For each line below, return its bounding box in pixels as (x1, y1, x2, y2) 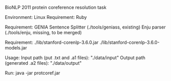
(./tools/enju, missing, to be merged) (5, 30, 82, 35)
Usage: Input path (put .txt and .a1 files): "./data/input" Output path (5, 55, 146, 61)
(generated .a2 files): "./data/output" (5, 60, 82, 66)
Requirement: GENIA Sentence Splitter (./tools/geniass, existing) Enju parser (5, 24, 166, 30)
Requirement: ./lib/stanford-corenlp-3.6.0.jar (5, 39, 99, 45)
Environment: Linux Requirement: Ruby (5, 14, 87, 20)
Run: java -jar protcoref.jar (5, 70, 61, 76)
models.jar (5, 45, 27, 50)
